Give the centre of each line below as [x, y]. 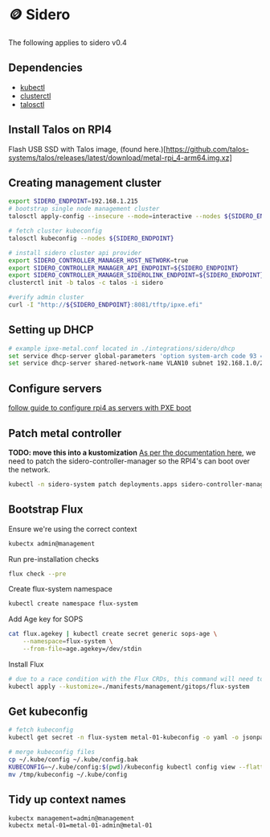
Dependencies [45, 68]
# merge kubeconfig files [51, 752]
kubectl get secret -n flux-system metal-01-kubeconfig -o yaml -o [124, 738]
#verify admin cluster [46, 298]
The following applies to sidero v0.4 [67, 42]
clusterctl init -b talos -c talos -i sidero [86, 283]
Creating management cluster [85, 182]
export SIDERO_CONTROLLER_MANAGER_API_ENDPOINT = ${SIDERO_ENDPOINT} [124, 268]
